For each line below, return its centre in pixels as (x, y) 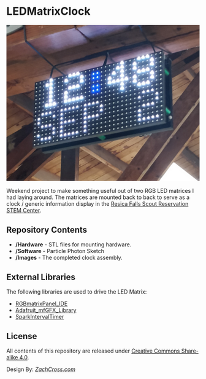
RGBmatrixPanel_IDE (41, 304)
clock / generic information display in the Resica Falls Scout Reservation (97, 204)
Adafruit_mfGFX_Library (46, 310)
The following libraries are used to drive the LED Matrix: (77, 292)
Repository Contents (47, 229)
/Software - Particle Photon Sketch (60, 251)
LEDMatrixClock (48, 11)
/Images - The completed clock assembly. (69, 258)
